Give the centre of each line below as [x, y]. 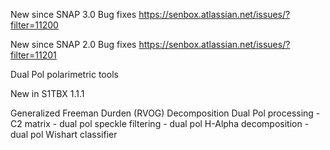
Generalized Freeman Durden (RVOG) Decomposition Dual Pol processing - [165, 113]
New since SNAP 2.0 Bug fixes [73, 44]
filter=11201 [33, 55]
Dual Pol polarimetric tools [64, 74]
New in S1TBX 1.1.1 [47, 93]
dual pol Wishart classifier [64, 134]
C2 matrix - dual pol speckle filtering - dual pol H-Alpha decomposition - [160, 123]
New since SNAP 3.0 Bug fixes [73, 14]
